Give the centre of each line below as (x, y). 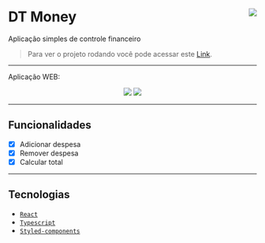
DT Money (43, 17)
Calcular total (41, 162)
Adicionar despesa (50, 144)
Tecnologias (39, 194)
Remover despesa (49, 153)
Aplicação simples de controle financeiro (75, 39)
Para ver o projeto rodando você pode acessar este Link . (120, 54)
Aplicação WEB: (34, 77)
